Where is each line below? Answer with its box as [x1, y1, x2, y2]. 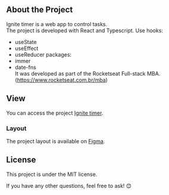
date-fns [14, 64, 37, 71]
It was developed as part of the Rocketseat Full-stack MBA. [14, 70, 161, 77]
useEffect [14, 45, 39, 52]
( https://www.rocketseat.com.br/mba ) [14, 76, 108, 83]
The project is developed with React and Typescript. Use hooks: [6, 27, 164, 34]
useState [14, 38, 37, 45]
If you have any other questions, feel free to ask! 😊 [6, 182, 132, 189]
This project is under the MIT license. [6, 171, 98, 178]
